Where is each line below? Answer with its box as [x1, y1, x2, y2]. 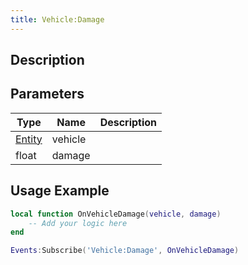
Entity [15, 132, 43, 146]
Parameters [10, 86, 85, 103]
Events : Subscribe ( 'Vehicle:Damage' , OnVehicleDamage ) [10, 246, 240, 256]
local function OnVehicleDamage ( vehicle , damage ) [10, 209, 222, 219]
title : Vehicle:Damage [10, 14, 105, 25]
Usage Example [10, 182, 110, 200]
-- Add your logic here [28, 218, 128, 228]
